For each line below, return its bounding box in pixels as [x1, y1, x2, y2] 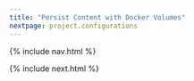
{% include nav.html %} [9, 45, 97, 56]
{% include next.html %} [9, 63, 100, 74]
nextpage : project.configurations [9, 21, 139, 30]
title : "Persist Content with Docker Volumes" [9, 12, 186, 22]
